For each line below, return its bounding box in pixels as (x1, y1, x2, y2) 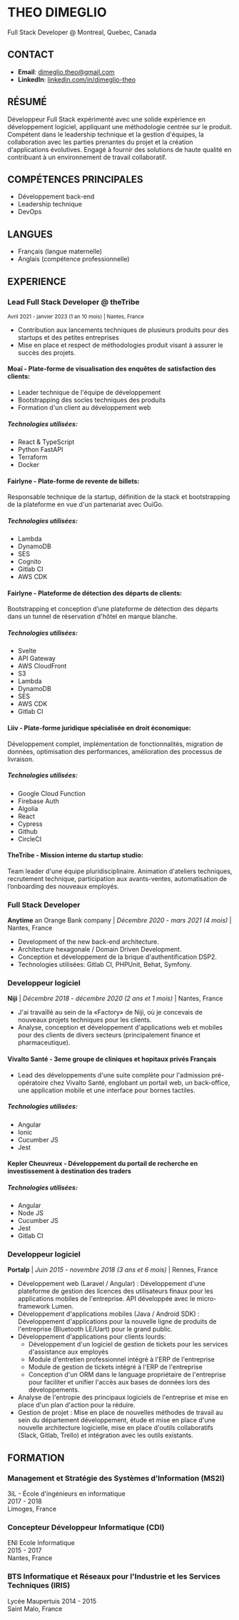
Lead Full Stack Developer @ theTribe (7, 297, 141, 307)
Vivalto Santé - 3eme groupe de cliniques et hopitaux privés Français (7, 1055, 217, 1063)
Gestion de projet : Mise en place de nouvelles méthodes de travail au (17, 1408, 223, 1417)
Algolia (17, 804, 39, 812)
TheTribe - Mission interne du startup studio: (7, 851, 144, 860)
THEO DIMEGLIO (7, 4, 107, 21)
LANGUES (7, 228, 54, 240)
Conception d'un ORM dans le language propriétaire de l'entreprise (28, 1370, 226, 1379)
